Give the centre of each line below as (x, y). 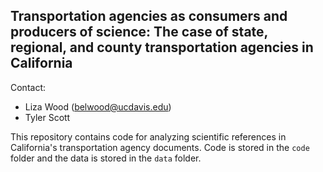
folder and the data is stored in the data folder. (106, 158)
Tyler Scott (47, 117)
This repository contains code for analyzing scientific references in (148, 136)
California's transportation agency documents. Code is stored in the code (160, 147)
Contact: (28, 87)
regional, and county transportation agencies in (162, 47)
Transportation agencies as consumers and (149, 16)
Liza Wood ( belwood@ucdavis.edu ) (98, 106)
